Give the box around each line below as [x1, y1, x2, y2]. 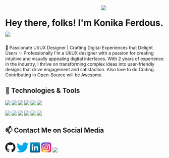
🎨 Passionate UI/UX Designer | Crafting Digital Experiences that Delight [5, 44, 153, 50]
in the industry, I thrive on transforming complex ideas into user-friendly [5, 61, 155, 67]
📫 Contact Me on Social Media [5, 126, 104, 135]
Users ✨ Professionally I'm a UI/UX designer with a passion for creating [5, 50, 154, 56]
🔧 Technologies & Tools [5, 86, 80, 95]
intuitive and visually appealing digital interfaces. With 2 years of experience [5, 56, 164, 62]
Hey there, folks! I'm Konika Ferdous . [5, 17, 163, 29]
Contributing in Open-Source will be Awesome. [5, 72, 103, 78]
